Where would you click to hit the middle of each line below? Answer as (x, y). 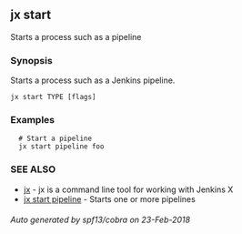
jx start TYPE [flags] (53, 97)
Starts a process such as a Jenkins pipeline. (93, 80)
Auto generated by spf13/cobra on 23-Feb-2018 (100, 220)
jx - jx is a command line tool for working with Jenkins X (128, 189)
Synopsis (31, 60)
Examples (33, 120)
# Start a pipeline (55, 139)
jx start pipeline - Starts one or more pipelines (110, 198)
